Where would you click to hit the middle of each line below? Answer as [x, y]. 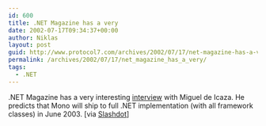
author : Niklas [33, 38]
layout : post [30, 45]
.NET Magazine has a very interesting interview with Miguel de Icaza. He [127, 97]
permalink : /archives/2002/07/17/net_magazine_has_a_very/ [108, 60]
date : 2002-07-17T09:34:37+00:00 [63, 30]
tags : [17, 67]
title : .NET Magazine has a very [63, 23]
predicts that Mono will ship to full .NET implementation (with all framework [131, 105]
